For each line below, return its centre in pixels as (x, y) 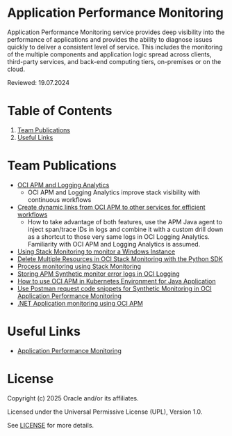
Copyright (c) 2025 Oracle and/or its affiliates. (73, 398)
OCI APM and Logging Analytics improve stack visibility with (114, 192)
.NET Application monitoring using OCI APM (80, 303)
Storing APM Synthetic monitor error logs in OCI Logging (98, 274)
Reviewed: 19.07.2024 (38, 82)
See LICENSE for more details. (51, 425)
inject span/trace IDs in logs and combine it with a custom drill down (125, 229)
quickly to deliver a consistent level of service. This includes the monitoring (115, 47)
